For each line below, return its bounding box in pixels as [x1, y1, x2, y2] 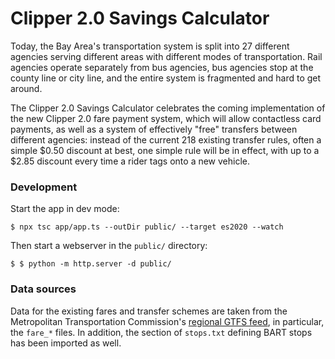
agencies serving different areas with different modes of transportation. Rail [10, 50, 323, 62]
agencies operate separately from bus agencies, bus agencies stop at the [10, 61, 314, 73]
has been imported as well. [10, 337, 122, 349]
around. [10, 82, 43, 94]
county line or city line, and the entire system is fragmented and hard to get [10, 72, 322, 84]
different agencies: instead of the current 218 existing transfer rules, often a [10, 133, 322, 146]
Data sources [10, 282, 77, 296]
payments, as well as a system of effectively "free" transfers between [10, 123, 298, 135]
